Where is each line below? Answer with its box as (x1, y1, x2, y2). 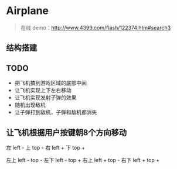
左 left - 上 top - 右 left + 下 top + (6, 144, 86, 151)
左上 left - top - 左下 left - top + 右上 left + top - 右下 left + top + (6, 156, 160, 163)
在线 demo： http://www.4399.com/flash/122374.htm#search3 (20, 24, 171, 31)
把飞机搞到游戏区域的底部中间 (14, 80, 87, 87)
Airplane (6, 4, 49, 18)
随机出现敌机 (14, 101, 46, 109)
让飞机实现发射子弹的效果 (14, 94, 77, 101)
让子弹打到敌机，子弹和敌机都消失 (14, 109, 97, 116)
